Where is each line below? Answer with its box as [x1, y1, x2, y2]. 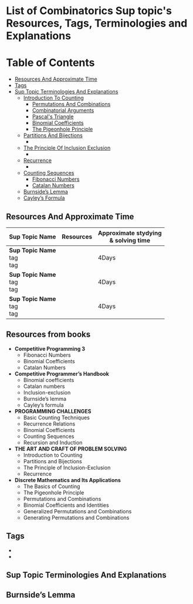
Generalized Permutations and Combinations [23, 507, 132, 515]
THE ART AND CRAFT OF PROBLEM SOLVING [14, 445, 127, 452]
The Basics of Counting [23, 483, 80, 490]
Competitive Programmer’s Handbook [14, 370, 110, 377]
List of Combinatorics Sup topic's [6, 4, 172, 18]
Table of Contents [6, 56, 95, 69]
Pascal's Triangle [32, 113, 74, 120]
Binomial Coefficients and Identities [23, 502, 110, 509]
